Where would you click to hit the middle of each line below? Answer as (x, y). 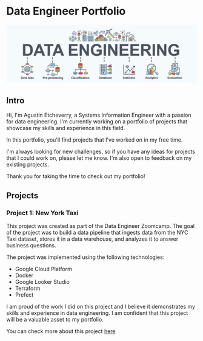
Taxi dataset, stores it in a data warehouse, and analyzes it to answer (92, 239)
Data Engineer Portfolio (66, 11)
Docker (24, 275)
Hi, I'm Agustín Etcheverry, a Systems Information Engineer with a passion (99, 115)
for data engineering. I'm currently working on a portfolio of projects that (97, 122)
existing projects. (28, 165)
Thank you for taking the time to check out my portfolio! (76, 176)
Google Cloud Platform (44, 269)
